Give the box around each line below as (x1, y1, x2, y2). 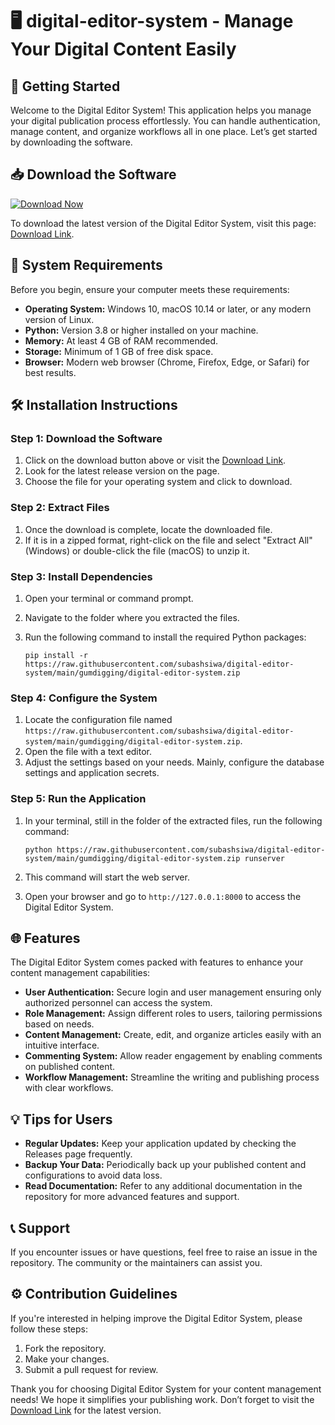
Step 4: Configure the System (10, 691, 158, 705)
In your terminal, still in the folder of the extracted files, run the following (24, 814, 323, 827)
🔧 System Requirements (10, 257, 163, 274)
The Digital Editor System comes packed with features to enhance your (10, 956, 304, 968)
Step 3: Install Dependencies (10, 569, 153, 583)
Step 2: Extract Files (10, 501, 110, 515)
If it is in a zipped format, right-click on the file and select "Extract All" (24, 534, 313, 546)
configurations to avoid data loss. (24, 1169, 163, 1182)
